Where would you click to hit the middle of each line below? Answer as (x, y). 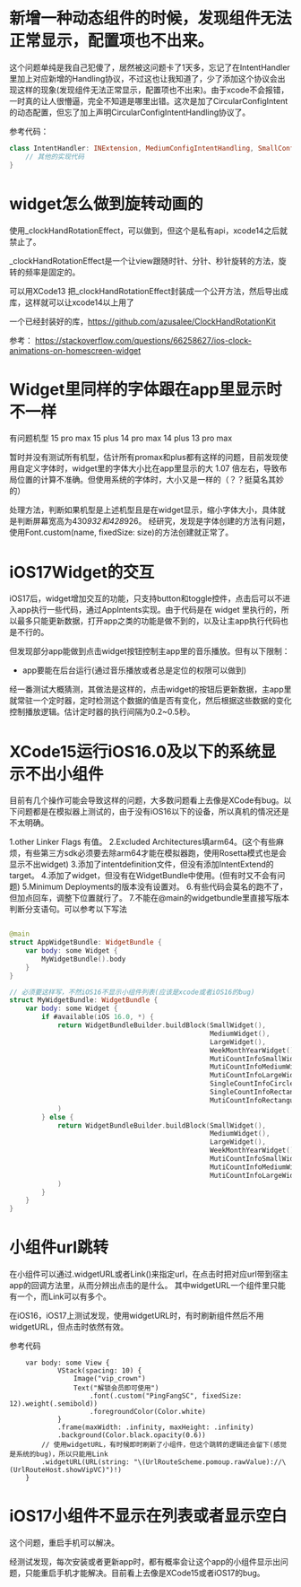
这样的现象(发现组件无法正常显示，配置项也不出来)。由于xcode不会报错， (153, 90)
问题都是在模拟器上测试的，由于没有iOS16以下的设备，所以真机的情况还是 (153, 812)
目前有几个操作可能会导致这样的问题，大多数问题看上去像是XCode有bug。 (146, 800)
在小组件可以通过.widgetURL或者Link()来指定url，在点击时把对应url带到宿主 (149, 1274)
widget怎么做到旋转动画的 (106, 204)
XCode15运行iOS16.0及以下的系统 (135, 751)
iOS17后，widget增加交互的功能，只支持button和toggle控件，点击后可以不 (146, 598)
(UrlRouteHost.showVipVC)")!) (66, 1470)
